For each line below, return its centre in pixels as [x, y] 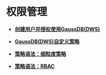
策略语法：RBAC [35, 66]
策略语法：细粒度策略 [40, 53]
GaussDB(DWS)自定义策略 [47, 41]
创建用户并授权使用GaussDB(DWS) [57, 29]
